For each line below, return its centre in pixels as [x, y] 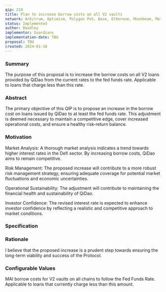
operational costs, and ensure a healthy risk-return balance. [66, 125]
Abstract [16, 98]
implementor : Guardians [30, 33]
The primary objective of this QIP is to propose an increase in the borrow [79, 109]
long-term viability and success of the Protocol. [54, 255]
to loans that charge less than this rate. [45, 85]
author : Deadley [22, 28]
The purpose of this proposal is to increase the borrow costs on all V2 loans [82, 74]
